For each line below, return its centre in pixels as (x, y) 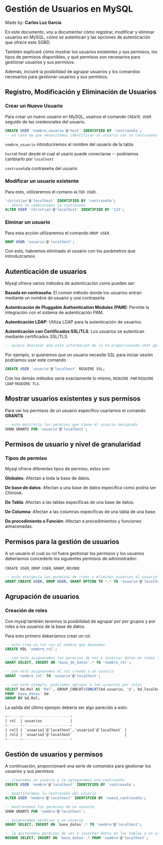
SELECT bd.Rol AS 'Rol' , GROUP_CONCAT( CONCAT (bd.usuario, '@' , (70, 689)
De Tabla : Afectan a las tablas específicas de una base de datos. (70, 502)
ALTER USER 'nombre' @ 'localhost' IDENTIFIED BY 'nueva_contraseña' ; (76, 798)
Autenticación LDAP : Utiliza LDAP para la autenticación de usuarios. (73, 322)
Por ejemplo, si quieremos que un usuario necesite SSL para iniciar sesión (79, 355)
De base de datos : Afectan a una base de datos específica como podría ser (81, 488)
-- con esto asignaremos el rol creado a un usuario (59, 672)
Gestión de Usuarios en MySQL (69, 9)
